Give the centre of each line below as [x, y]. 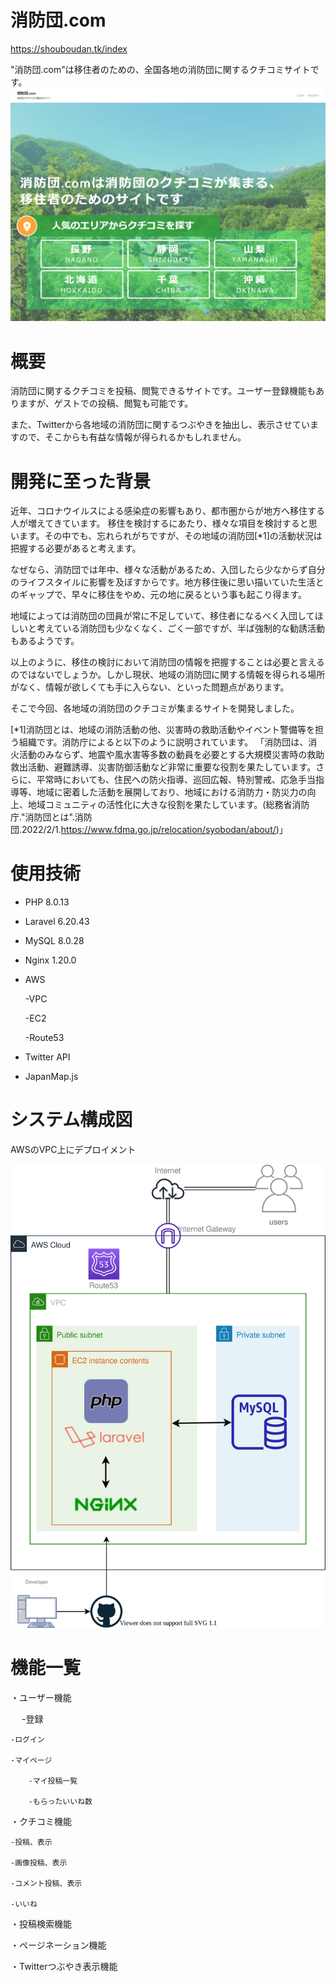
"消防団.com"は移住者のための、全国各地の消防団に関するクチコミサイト [160, 69]
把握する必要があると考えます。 [76, 548]
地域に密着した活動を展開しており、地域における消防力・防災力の [172, 792]
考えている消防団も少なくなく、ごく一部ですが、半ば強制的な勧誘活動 [181, 628]
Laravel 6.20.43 [57, 922]
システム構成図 [71, 1120]
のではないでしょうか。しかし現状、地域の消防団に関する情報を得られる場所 [168, 675]
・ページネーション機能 [58, 1945]
